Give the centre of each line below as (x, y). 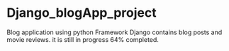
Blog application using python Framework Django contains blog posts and (114, 32)
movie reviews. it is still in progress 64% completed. (83, 39)
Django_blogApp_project (82, 13)
